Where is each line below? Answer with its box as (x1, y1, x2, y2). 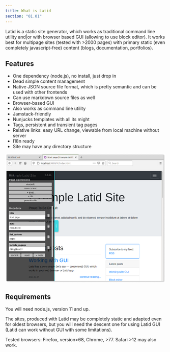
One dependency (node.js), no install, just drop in (12, 73, 117, 79)
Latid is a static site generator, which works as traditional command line (5, 28, 155, 34)
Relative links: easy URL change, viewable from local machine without (12, 127, 159, 133)
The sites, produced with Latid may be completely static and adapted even (5, 316, 162, 322)
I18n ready (12, 138, 35, 144)
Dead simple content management (12, 78, 86, 84)
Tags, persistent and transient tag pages (12, 122, 98, 128)
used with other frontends (12, 89, 68, 96)
